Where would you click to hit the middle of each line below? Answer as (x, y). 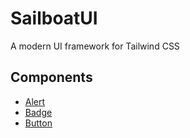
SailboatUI (54, 18)
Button (38, 123)
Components (51, 77)
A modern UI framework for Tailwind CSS (95, 46)
